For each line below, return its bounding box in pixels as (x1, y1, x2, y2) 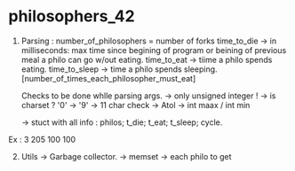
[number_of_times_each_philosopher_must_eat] (20, 73, 196, 83)
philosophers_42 (8, 6, 135, 27)
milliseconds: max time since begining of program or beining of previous (20, 44, 287, 55)
